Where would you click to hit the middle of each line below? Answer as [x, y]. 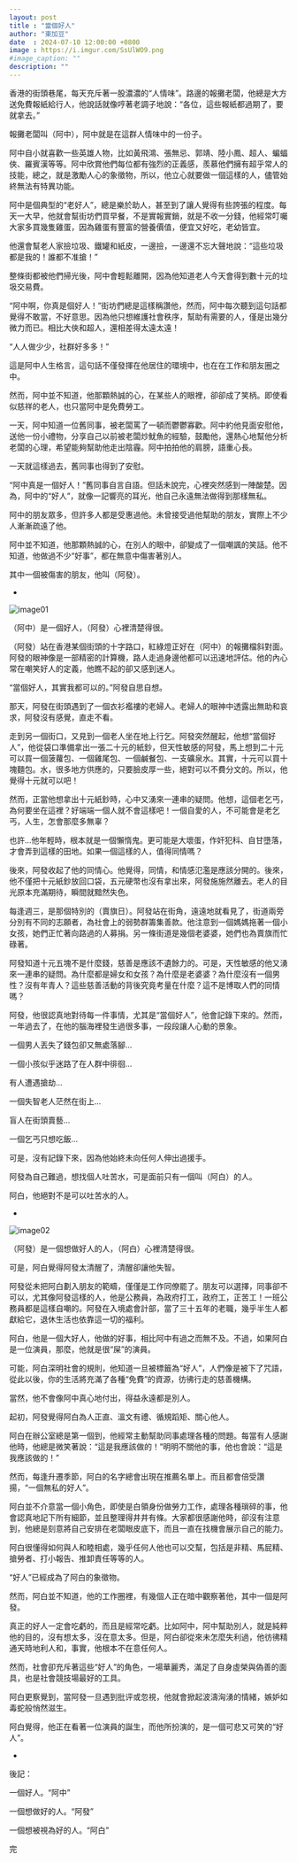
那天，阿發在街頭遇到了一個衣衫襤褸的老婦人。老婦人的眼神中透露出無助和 [145, 706]
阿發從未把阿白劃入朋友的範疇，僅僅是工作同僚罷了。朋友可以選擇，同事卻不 [148, 1286]
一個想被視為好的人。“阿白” [59, 1830]
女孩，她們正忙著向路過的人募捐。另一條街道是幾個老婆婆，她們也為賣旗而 [145, 933]
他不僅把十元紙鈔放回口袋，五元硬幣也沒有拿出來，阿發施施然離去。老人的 [145, 881]
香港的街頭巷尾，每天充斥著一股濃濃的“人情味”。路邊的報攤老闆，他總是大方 [148, 93]
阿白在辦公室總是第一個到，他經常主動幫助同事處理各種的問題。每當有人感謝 [148, 1435]
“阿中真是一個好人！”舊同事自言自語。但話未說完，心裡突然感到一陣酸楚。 [145, 484]
